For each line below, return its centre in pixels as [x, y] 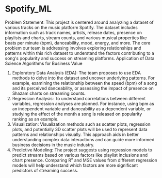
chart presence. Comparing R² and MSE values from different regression [85, 160]
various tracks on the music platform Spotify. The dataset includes [72, 27]
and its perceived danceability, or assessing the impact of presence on [83, 88]
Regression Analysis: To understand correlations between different [79, 98]
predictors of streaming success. [45, 170]
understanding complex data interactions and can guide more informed [83, 139]
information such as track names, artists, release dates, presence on [73, 32]
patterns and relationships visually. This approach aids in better [75, 134]
